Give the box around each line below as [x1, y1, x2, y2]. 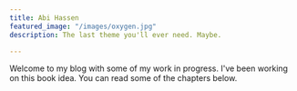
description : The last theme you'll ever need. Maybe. [9, 30, 222, 39]
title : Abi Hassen [9, 13, 79, 23]
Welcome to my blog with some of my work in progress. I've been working [9, 63, 289, 74]
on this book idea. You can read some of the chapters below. [9, 73, 238, 84]
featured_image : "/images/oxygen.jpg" [9, 22, 157, 31]
